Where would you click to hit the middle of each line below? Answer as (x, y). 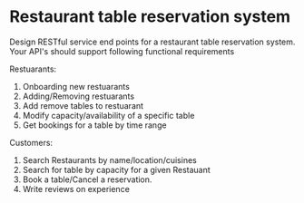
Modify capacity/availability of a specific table (108, 115)
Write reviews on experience (76, 188)
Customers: (31, 142)
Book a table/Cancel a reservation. (87, 179)
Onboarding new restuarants (76, 86)
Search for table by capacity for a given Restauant (116, 169)
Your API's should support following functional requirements (122, 51)
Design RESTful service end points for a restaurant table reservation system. (152, 42)
